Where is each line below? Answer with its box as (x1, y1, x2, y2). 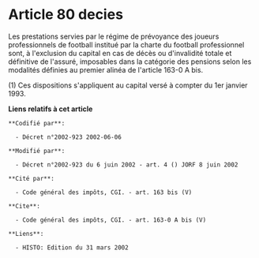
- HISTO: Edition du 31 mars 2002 (15, 243, 129, 252)
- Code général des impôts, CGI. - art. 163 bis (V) (15, 188, 193, 196)
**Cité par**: (8, 174, 55, 182)
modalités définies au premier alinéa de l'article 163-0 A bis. (8, 65, 204, 74)
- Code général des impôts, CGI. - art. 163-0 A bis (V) (15, 215, 207, 224)
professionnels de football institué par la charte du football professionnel (8, 39, 245, 49)
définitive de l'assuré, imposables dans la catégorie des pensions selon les (8, 57, 252, 66)
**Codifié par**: (8, 119, 66, 127)
